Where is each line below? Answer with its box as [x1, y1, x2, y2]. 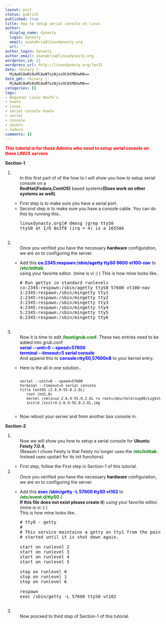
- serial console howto [5, 109, 54, 114]
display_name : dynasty [9, 30, 56, 35]
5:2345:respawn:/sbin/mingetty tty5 [19, 310, 109, 315]
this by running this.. [19, 211, 62, 217]
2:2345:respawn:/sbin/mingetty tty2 [19, 295, 109, 300]
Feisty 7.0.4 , [19, 443, 46, 449]
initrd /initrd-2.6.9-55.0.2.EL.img [26, 400, 100, 405]
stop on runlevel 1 [19, 574, 67, 580]
